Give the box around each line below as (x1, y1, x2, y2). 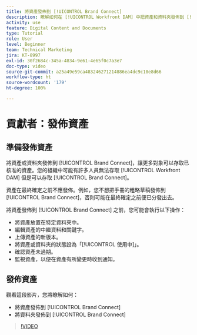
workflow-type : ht (6, 74, 51, 80)
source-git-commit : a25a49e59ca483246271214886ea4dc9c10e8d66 (6, 69, 162, 75)
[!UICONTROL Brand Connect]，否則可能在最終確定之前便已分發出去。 (6, 193, 178, 200)
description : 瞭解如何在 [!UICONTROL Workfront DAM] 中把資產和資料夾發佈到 (6, 14, 184, 20)
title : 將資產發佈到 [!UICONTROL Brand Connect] (6, 8, 122, 15)
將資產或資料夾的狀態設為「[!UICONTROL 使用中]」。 (14, 240, 142, 247)
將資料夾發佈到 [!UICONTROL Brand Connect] (14, 311, 126, 318)
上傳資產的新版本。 (14, 233, 62, 240)
